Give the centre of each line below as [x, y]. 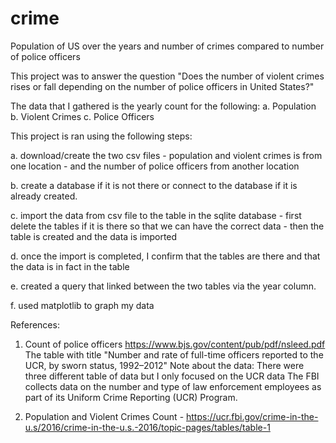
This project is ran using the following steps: [101, 136]
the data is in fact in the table [70, 266]
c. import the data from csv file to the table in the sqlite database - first [156, 215]
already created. [44, 196]
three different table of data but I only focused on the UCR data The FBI [172, 376]
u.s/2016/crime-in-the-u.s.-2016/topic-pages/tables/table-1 [147, 427]
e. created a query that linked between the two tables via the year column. [163, 286]
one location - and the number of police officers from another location [155, 166]
